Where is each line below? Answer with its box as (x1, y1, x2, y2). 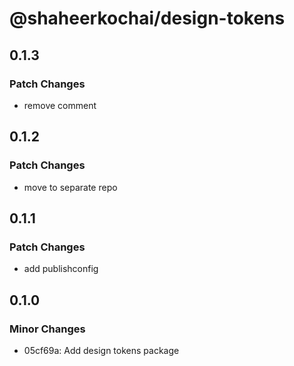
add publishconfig (23, 263, 99, 275)
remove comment (23, 99, 97, 111)
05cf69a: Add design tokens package (23, 344, 180, 356)
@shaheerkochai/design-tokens (9, 7, 286, 30)
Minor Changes (9, 322, 86, 336)
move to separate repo (23, 181, 118, 193)
